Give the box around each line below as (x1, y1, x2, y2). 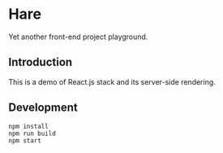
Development (8, 101, 79, 115)
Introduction (8, 55, 73, 69)
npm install (8, 122, 49, 130)
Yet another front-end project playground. (8, 32, 148, 42)
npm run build (8, 129, 57, 138)
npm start (8, 136, 42, 145)
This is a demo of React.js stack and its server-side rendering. (8, 76, 217, 86)
